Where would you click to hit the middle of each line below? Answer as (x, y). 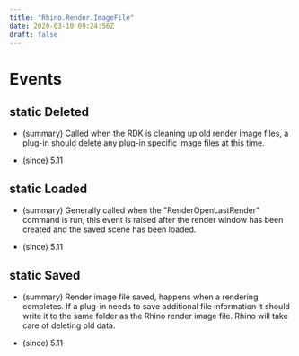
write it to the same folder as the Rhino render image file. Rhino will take (155, 316)
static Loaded (48, 188)
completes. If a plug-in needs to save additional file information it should (156, 306)
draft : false (34, 34)
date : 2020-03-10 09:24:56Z (62, 26)
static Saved (45, 275)
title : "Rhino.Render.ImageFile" (72, 18)
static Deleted (49, 112)
